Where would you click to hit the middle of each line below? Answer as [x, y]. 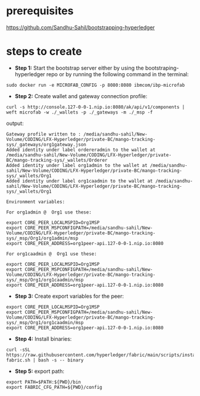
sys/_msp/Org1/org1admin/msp [42, 238]
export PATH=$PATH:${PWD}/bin [44, 382]
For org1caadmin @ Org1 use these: [51, 254]
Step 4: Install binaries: [43, 339]
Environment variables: [36, 202]
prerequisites [40, 11]
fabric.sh [18, 360]
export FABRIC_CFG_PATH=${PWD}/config [54, 387]
